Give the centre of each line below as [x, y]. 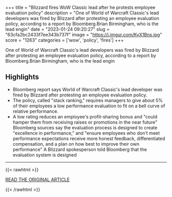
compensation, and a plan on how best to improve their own [76, 144]
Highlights [22, 77]
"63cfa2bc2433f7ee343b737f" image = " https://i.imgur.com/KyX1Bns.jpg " [84, 35]
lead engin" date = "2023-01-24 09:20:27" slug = [58, 29]
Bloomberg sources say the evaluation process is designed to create [85, 127]
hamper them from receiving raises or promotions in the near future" [85, 122]
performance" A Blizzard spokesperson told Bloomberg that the [80, 149]
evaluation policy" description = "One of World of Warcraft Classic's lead [82, 13]
